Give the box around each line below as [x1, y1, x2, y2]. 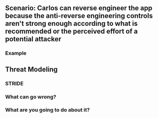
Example [5, 50, 27, 57]
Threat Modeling [5, 65, 58, 73]
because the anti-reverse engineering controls [5, 12, 153, 20]
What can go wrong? [5, 93, 56, 100]
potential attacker [5, 35, 62, 44]
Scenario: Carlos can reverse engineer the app [5, 4, 153, 12]
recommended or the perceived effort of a [5, 27, 138, 36]
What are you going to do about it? [5, 107, 90, 114]
